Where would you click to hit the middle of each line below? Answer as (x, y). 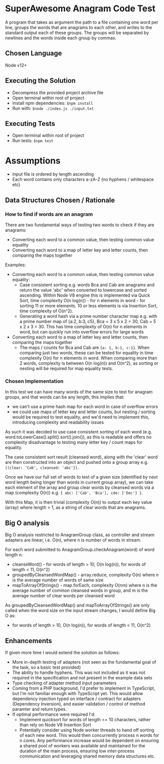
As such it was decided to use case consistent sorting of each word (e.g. (79, 432)
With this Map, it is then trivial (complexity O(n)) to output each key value (79, 502)
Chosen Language (34, 53)
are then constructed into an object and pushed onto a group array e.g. (77, 462)
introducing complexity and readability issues (58, 422)
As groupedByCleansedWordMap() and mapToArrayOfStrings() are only (77, 605)
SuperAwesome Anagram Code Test (80, 9)
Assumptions (33, 161)
